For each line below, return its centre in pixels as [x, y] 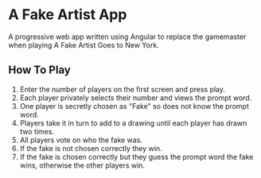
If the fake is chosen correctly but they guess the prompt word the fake [136, 157]
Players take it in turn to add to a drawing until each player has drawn [133, 123]
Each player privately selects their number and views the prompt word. [136, 98]
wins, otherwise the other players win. [82, 165]
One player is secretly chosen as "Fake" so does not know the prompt [134, 106]
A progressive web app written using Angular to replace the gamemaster [127, 37]
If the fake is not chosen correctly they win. [91, 148]
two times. [37, 131]
